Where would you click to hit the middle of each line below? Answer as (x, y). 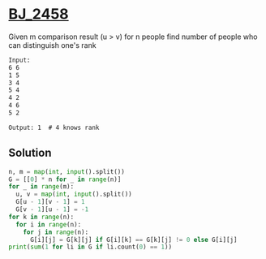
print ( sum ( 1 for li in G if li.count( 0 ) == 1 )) (90, 247)
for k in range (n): (41, 217)
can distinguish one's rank (52, 45)
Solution (30, 153)
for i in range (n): (49, 224)
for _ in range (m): (41, 187)
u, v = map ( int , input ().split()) (74, 194)
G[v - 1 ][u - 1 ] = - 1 (52, 209)
